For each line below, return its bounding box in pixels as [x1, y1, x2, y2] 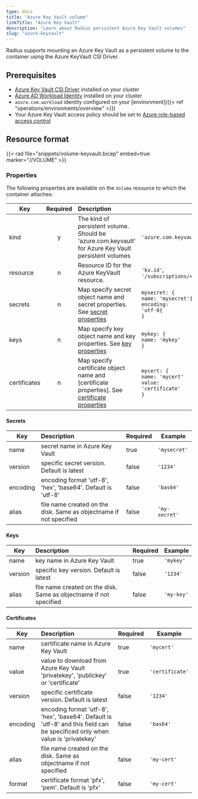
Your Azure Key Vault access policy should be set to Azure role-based [14, 110, 186, 118]
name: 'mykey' [141, 337, 181, 343]
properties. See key [77, 340, 132, 348]
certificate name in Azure [41, 639, 111, 647]
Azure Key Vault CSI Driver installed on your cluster [14, 86, 140, 93]
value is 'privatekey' [41, 735, 97, 743]
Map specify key [77, 325, 124, 333]
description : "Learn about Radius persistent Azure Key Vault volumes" [6, 25, 186, 31]
